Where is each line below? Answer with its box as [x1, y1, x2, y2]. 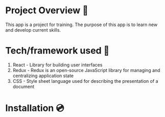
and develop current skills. [5, 27, 61, 33]
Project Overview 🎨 [5, 5, 88, 16]
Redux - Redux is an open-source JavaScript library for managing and [12, 67, 160, 73]
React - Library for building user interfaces [12, 61, 103, 68]
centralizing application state [12, 73, 74, 79]
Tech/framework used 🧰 [5, 45, 110, 57]
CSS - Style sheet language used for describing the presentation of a [12, 78, 158, 84]
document [12, 83, 35, 89]
